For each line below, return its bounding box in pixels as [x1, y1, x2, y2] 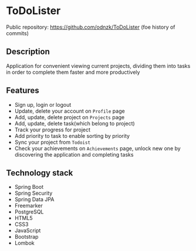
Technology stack [6, 168, 73, 178]
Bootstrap [14, 233, 39, 240]
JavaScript [14, 227, 41, 234]
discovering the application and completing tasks [14, 151, 134, 158]
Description [6, 47, 50, 57]
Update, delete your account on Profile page [14, 107, 125, 114]
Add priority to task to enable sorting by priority [14, 132, 130, 139]
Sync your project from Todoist [14, 138, 91, 145]
